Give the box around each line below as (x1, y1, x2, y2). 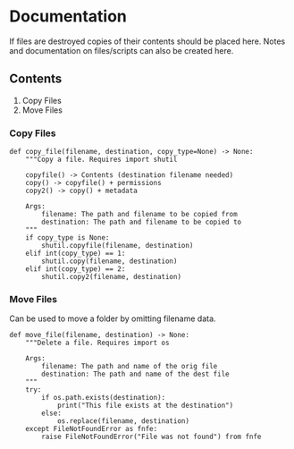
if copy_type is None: (25, 233, 110, 242)
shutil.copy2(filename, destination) (41, 273, 181, 282)
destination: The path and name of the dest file (41, 369, 230, 379)
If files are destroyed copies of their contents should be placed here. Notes (9, 36, 286, 47)
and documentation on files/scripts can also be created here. (9, 45, 234, 55)
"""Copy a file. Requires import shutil (25, 155, 178, 165)
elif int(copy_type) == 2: (25, 265, 126, 274)
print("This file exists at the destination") (56, 401, 234, 411)
